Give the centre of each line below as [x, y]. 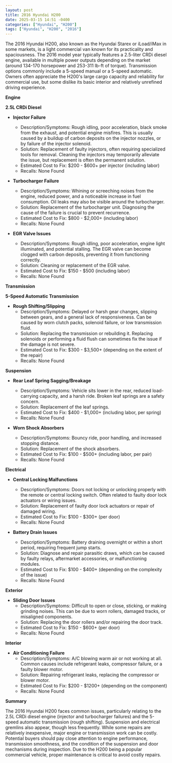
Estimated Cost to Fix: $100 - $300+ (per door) [70, 517]
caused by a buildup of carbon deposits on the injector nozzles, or [91, 138]
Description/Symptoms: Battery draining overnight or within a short [91, 542]
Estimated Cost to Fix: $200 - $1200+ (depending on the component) [94, 686]
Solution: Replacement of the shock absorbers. [70, 449]
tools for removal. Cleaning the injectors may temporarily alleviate [90, 155]
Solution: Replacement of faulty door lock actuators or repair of [87, 506]
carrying [29, 396]
